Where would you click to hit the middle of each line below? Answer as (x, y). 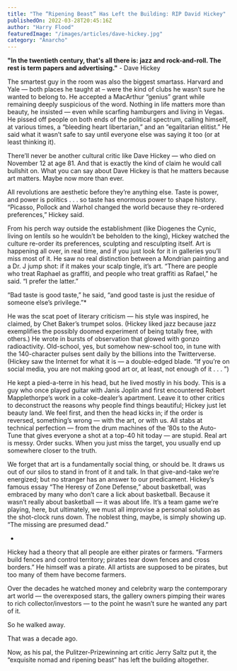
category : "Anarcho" (38, 40)
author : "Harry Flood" (41, 27)
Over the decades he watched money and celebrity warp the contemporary (117, 589)
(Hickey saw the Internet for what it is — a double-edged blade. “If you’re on (118, 362)
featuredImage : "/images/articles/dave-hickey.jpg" (85, 34)
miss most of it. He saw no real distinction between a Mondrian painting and (118, 259)
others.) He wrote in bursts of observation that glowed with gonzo (103, 339)
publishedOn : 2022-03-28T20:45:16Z (60, 21)
